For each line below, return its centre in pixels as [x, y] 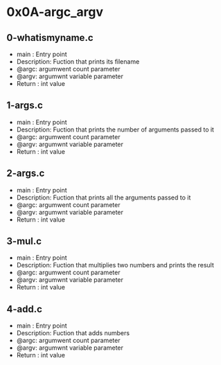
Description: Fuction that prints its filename [78, 62]
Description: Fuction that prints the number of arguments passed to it [115, 130]
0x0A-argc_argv [55, 12]
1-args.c [25, 106]
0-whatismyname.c [50, 38]
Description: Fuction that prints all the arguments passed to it [104, 197]
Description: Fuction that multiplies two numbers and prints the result [115, 265]
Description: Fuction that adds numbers [73, 333]
